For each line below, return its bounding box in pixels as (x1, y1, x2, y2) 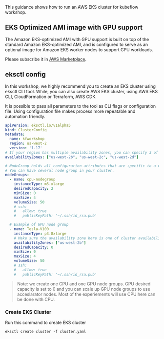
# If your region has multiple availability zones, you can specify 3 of (5, 150, 159, 155)
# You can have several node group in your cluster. (5, 168, 115, 173)
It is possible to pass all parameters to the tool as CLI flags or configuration (5, 103, 156, 109)
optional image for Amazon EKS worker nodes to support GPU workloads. (5, 46, 153, 53)
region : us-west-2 (9, 141, 47, 146)
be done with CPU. (17, 296, 55, 302)
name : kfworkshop (9, 137, 45, 141)
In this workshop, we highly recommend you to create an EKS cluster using (5, 83, 156, 89)
